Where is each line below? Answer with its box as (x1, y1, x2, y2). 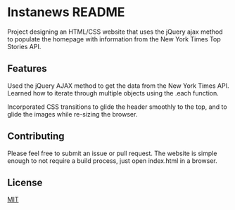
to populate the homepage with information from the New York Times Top (7, 34, 222, 43)
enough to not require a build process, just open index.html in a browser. (7, 156, 218, 165)
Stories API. (7, 42, 42, 51)
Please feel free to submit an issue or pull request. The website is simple (7, 149, 217, 157)
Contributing (7, 131, 65, 143)
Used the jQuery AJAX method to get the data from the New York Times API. (7, 81, 229, 90)
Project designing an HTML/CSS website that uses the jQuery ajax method (7, 27, 223, 36)
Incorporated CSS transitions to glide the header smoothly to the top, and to (7, 103, 227, 111)
